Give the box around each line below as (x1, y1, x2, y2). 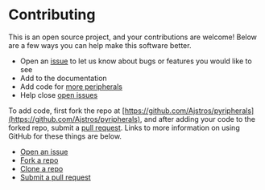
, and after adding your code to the (139, 114, 256, 123)
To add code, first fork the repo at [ (8, 106, 125, 115)
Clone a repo (19, 164, 64, 173)
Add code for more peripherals (19, 82, 123, 91)
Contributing (8, 6, 96, 24)
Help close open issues (19, 90, 98, 99)
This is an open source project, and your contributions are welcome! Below (8, 32, 258, 42)
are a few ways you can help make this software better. (8, 40, 192, 50)
